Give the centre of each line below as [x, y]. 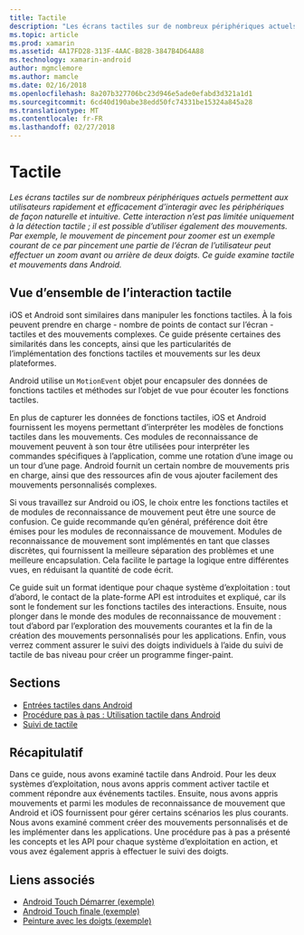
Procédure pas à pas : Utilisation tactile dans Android [121, 714]
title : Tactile [38, 18]
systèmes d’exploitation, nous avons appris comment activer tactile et [139, 784]
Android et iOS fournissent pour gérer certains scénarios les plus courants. [149, 813]
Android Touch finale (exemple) [81, 911]
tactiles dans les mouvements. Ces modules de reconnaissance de [134, 437]
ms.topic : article [44, 34]
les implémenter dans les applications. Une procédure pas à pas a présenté [150, 832]
